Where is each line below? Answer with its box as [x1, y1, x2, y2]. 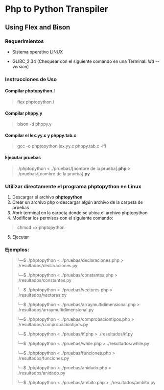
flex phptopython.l [17, 99, 54, 105]
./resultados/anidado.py [17, 370, 66, 376]
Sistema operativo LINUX [12, 49, 63, 55]
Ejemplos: [5, 246, 29, 253]
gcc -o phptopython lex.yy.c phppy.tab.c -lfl [17, 143, 106, 149]
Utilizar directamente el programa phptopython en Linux [5, 183, 141, 190]
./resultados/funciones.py [17, 355, 70, 362]
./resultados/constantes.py [17, 278, 72, 283]
